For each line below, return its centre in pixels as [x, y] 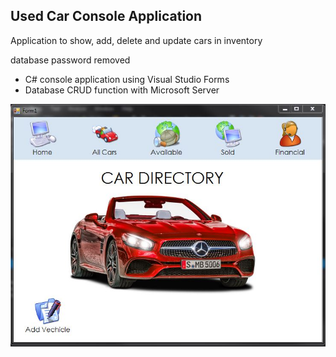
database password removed [70, 60]
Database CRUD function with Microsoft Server [122, 90]
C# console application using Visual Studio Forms [127, 79]
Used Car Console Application [106, 16]
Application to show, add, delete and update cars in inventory [136, 40]
